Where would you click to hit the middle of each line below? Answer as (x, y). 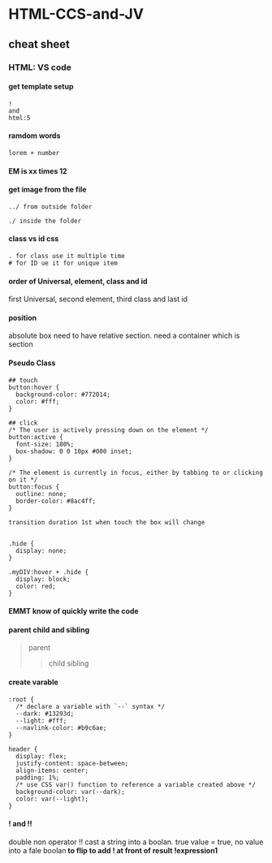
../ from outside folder (50, 207)
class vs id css (34, 239)
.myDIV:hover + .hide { (49, 572)
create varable (33, 682)
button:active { (36, 437)
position (23, 317)
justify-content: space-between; (72, 763)
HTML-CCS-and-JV (76, 14)
